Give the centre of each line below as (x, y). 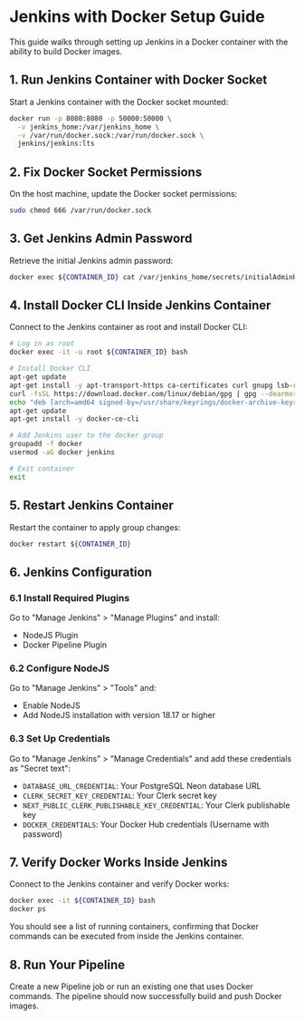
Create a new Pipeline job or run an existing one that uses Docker (131, 986)
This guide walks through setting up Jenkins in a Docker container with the (149, 42)
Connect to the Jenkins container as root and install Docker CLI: (128, 327)
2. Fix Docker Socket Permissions (106, 172)
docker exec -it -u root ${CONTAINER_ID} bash (99, 352)
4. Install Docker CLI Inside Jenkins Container (140, 306)
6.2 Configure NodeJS (60, 668)
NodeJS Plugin (50, 636)
